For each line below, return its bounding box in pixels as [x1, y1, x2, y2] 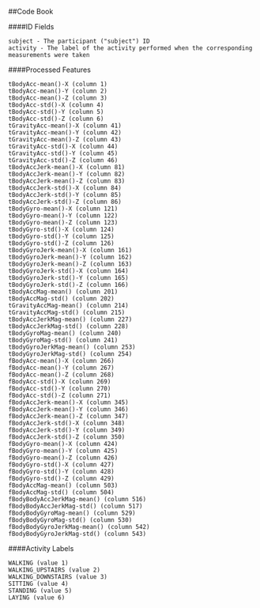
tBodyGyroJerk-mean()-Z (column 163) [8, 260, 133, 268]
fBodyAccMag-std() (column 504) [8, 489, 115, 497]
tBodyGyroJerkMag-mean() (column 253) [8, 343, 136, 351]
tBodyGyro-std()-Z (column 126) [8, 240, 115, 247]
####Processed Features [8, 65, 91, 74]
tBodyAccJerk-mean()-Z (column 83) [8, 177, 126, 185]
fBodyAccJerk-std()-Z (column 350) [8, 433, 126, 441]
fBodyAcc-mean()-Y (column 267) [8, 364, 115, 372]
